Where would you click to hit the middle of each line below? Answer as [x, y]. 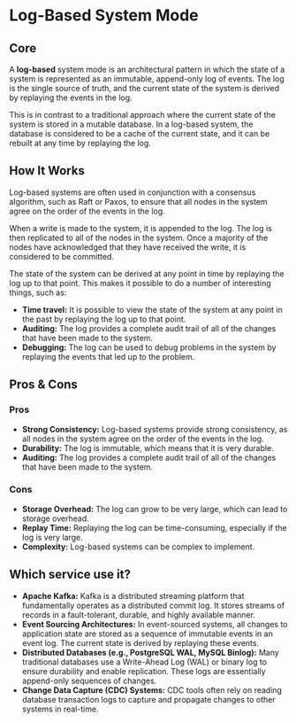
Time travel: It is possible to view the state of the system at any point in [152, 309]
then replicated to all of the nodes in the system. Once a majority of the [139, 237]
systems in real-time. [60, 709]
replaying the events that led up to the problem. [108, 356]
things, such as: [38, 292]
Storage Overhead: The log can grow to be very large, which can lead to [155, 509]
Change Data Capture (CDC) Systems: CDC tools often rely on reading [152, 690]
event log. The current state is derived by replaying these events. [140, 642]
